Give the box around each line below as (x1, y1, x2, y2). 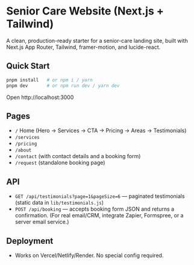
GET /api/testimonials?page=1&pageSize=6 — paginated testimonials (14, 193, 185, 200)
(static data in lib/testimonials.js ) (14, 199, 104, 206)
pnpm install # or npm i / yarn (6, 77, 93, 83)
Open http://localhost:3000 (6, 94, 74, 101)
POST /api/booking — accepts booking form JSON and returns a (14, 205, 175, 212)
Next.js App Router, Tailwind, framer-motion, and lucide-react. (6, 43, 161, 51)
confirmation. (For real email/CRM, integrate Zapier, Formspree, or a (14, 212, 184, 219)
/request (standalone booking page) (14, 159, 105, 167)
